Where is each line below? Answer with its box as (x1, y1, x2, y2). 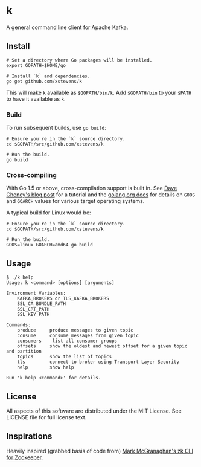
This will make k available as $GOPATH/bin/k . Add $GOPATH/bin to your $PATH (6, 89, 192, 96)
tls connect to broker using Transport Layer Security (17, 359, 180, 366)
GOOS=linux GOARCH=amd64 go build (6, 242, 94, 248)
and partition (6, 349, 42, 355)
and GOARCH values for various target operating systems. (6, 198, 145, 205)
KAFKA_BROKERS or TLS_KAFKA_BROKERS (17, 295, 110, 302)
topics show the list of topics (17, 354, 112, 360)
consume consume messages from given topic (17, 333, 139, 339)
